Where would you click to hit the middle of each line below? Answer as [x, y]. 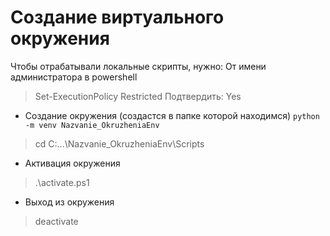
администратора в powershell [74, 77]
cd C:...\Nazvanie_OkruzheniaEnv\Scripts [119, 143]
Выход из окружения [69, 202]
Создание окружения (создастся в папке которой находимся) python [172, 115]
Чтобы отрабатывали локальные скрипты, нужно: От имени [138, 66]
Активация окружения [72, 163]
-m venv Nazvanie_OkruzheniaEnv [92, 125]
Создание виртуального [117, 17]
